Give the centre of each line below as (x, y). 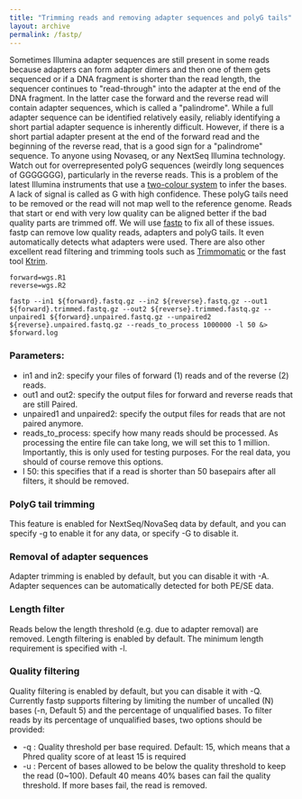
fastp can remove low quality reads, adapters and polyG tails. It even (137, 233)
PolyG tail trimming (52, 504)
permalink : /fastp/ (46, 34)
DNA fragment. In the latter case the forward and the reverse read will (139, 98)
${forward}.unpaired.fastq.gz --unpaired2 (130, 317)
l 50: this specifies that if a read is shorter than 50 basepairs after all (149, 471)
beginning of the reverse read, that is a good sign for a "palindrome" (136, 146)
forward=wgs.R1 (38, 278)
